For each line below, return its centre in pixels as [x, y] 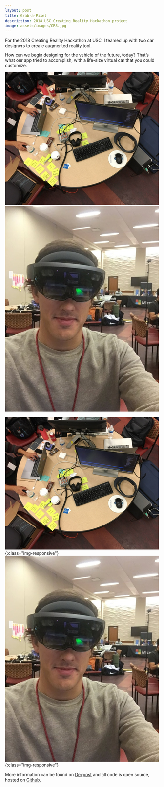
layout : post [18, 10]
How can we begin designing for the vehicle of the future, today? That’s [77, 55]
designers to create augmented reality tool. [48, 46]
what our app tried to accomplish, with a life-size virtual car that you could [80, 60]
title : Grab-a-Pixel [26, 15]
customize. [16, 66]
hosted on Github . [23, 780]
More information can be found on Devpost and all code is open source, [77, 775]
